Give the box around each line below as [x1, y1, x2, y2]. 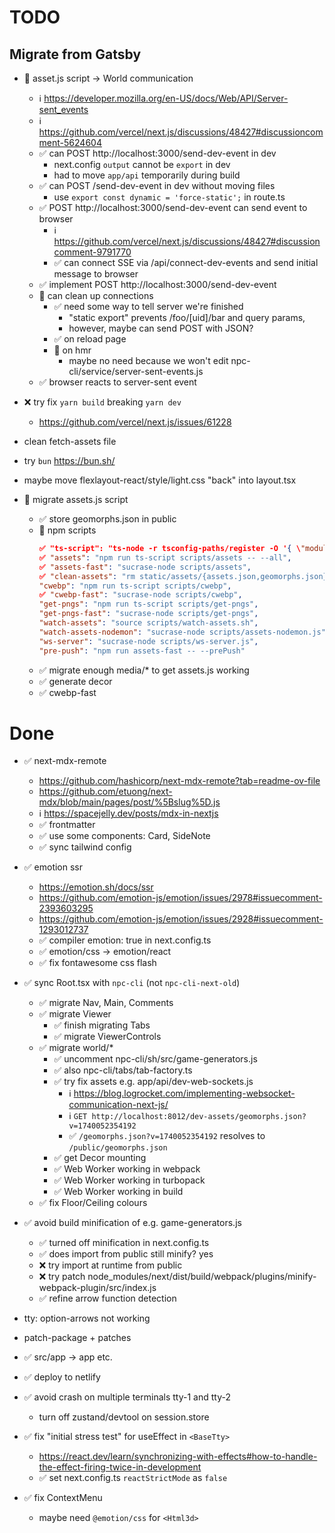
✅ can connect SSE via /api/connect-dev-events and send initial [53, 257, 319, 268]
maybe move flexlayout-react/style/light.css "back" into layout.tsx [23, 474, 297, 486]
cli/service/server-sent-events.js [68, 366, 204, 377]
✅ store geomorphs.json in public [38, 513, 177, 525]
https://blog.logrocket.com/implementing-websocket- [73, 1087, 296, 1100]
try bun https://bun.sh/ [23, 455, 116, 466]
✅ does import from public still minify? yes [38, 1248, 214, 1260]
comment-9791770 [53, 246, 132, 258]
